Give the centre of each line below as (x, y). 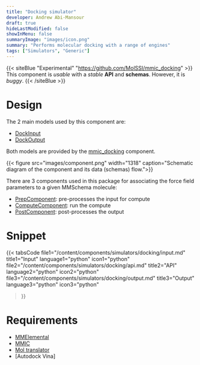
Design (24, 105)
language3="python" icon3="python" (53, 284)
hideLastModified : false (37, 29)
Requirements (42, 320)
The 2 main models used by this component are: (66, 121)
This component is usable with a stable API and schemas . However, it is (96, 74)
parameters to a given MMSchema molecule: (62, 187)
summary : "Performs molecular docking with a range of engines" (88, 46)
